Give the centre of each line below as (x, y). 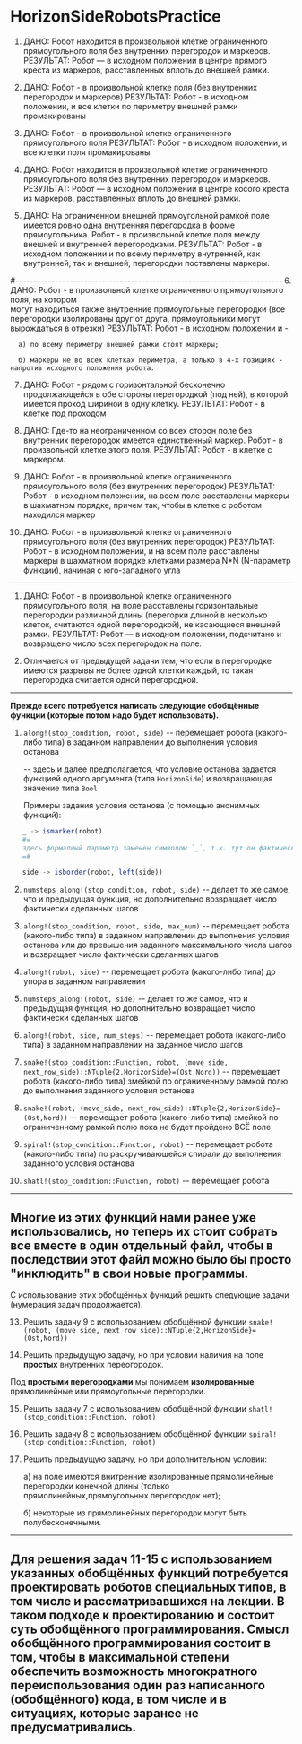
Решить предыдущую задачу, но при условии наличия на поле (143, 1355)
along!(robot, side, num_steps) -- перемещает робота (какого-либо (154, 1035)
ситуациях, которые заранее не (105, 1713)
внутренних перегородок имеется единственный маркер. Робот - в (153, 440)
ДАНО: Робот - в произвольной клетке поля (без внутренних (140, 87)
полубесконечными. (62, 1523)
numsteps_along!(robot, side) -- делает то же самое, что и (136, 999)
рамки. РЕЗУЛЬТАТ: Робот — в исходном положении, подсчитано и (152, 634)
